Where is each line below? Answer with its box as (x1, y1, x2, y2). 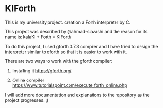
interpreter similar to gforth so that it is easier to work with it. (5, 49, 127, 54)
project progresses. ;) (5, 97, 49, 103)
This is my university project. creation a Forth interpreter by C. (5, 19, 131, 25)
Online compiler (12, 77, 45, 83)
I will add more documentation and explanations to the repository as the (5, 92, 150, 98)
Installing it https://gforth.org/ (12, 67, 72, 74)
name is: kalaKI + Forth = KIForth (5, 34, 71, 40)
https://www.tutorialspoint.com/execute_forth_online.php (12, 82, 127, 88)
